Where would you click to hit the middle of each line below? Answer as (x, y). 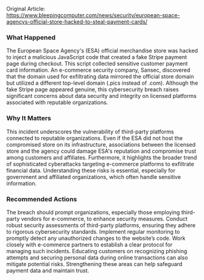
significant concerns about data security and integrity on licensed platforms (101, 96)
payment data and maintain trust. (48, 270)
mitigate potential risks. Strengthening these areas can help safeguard (94, 264)
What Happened (31, 37)
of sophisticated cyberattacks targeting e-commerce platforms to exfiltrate (100, 164)
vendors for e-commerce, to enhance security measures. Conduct (104, 219)
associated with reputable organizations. (57, 102)
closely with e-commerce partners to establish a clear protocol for (90, 244)
